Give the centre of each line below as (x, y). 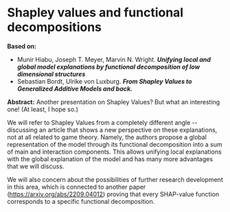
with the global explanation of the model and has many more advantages (110, 158)
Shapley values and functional (95, 13)
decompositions (54, 27)
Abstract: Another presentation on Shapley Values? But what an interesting (114, 102)
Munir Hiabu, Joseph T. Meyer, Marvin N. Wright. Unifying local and (114, 59)
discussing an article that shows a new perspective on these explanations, (112, 130)
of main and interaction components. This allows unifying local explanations (114, 152)
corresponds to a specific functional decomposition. (81, 201)
